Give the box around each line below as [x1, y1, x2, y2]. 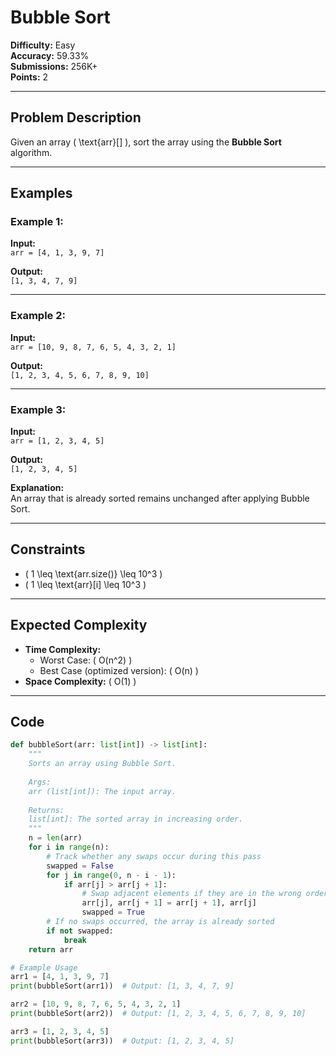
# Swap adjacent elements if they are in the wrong [81, 889, 302, 899]
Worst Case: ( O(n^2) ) [39, 654, 133, 666]
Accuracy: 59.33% [10, 49, 90, 61]
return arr [28, 944, 74, 955]
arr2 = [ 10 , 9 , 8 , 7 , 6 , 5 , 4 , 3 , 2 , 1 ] [10, 999, 182, 1010]
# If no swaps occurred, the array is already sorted [46, 917, 275, 927]
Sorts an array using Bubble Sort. [28, 759, 177, 769]
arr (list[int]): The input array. [28, 786, 177, 796]
